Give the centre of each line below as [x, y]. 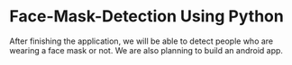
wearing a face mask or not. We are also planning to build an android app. [146, 50]
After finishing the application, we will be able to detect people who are [141, 41]
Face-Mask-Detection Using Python [146, 16]
